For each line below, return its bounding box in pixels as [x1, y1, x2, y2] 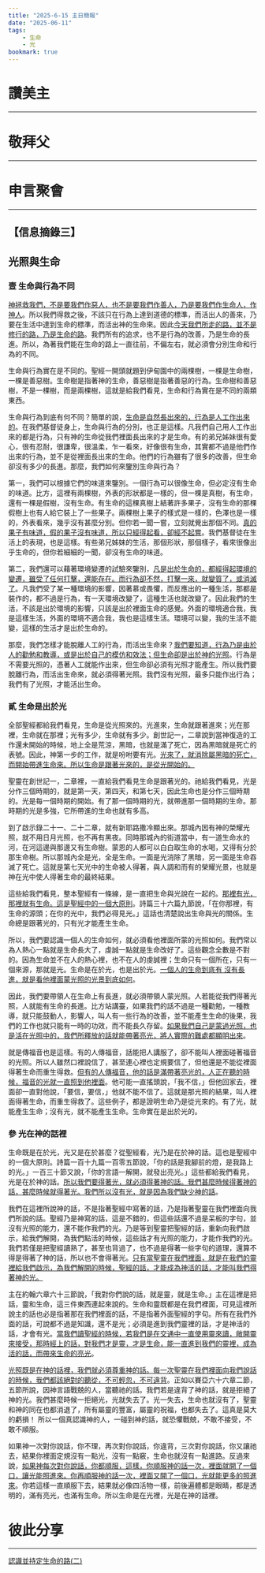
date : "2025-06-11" [8, 19, 73, 27]
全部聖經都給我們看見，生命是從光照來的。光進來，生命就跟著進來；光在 [8, 721, 243, 730]
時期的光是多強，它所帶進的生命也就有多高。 [8, 806, 154, 816]
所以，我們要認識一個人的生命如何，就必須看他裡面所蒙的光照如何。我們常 [8, 935, 250, 945]
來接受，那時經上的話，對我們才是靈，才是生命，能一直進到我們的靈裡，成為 [8, 1339, 257, 1348]
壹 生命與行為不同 [8, 281, 75, 292]
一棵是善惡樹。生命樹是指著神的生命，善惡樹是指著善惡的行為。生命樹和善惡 [8, 375, 257, 385]
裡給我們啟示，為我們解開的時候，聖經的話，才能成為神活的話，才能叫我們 [8, 1263, 250, 1273]
